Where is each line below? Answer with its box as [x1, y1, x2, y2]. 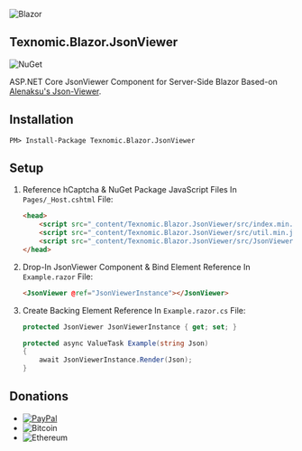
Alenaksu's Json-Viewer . [9, 86, 102, 97]
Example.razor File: [22, 271, 94, 282]
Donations [9, 389, 69, 404]
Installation [9, 112, 74, 127]
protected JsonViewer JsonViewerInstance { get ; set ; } [22, 322, 237, 332]
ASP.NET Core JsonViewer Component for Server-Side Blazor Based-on [9, 76, 278, 87]
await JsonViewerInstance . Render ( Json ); [39, 355, 193, 365]
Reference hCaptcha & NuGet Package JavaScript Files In [22, 184, 237, 195]
